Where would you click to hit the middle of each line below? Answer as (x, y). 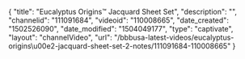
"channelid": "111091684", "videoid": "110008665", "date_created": (118, 20)
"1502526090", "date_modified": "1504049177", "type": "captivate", (121, 29)
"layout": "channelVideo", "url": (61, 37)
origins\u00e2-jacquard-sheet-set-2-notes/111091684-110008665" (120, 46)
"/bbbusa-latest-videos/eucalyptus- (174, 37)
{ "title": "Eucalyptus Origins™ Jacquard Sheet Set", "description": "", (122, 12)
